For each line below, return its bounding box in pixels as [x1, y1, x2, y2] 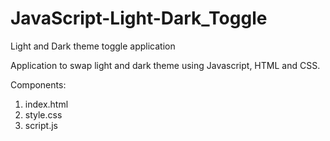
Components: [10, 78, 67, 91]
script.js [24, 119, 58, 131]
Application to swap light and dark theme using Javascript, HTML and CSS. [10, 59, 321, 71]
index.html [24, 98, 69, 110]
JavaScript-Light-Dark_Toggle [10, 7, 268, 30]
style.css [24, 108, 63, 121]
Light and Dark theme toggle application [10, 40, 176, 52]
